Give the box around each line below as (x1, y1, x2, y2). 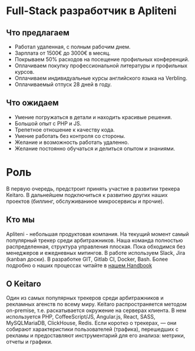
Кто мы (6, 215, 35, 225)
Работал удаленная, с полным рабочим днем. (14, 43, 131, 50)
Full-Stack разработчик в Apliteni (6, 4, 177, 18)
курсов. (14, 68, 35, 75)
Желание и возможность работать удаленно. (14, 139, 130, 146)
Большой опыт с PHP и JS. (14, 120, 82, 127)
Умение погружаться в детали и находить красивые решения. (14, 113, 173, 120)
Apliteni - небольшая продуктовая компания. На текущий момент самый (6, 230, 190, 237)
